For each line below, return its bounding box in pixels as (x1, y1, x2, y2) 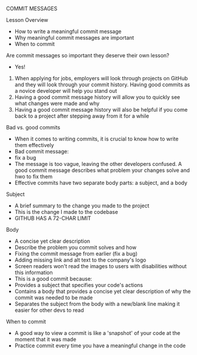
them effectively (14, 142, 54, 148)
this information (14, 269, 53, 276)
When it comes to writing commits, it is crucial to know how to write (14, 135, 179, 142)
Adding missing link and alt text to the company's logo (14, 256, 146, 263)
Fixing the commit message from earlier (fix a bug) (14, 250, 138, 257)
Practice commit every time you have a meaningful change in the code (14, 342, 186, 349)
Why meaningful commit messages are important (14, 34, 134, 41)
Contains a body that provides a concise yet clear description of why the (14, 288, 191, 295)
